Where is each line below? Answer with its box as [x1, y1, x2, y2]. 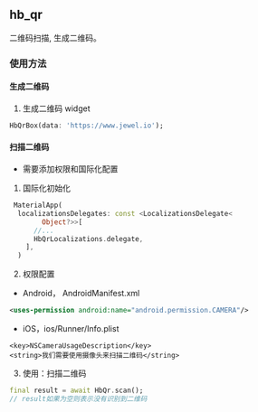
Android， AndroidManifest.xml [22, 288, 140, 299]
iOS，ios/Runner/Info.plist [22, 323, 119, 334]
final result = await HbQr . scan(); [9, 386, 144, 396]
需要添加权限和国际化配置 [22, 164, 119, 174]
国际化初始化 [22, 183, 71, 193]
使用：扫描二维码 [22, 368, 87, 379]
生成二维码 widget [22, 103, 91, 114]
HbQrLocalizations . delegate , [33, 234, 144, 243]
